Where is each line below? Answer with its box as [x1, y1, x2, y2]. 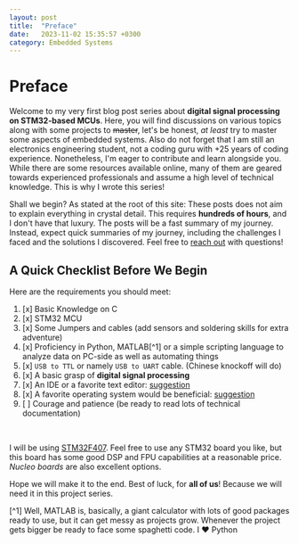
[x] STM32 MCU [21, 313, 83, 324]
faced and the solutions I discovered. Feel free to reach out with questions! [9, 237, 284, 248]
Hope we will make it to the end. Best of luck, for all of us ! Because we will [9, 479, 283, 489]
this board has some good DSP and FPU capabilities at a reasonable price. [9, 452, 282, 462]
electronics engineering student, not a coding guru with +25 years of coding [9, 144, 289, 154]
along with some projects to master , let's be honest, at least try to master [9, 125, 278, 136]
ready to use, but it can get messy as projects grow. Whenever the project [9, 515, 281, 525]
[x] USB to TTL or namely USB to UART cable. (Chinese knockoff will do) [21, 360, 282, 371]
